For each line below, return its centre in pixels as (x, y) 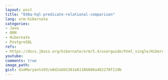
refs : (11, 47)
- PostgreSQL (19, 42)
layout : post (19, 10)
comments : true (21, 61)
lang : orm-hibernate (27, 19)
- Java (12, 28)
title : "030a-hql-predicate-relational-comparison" (60, 14)
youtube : (14, 56)
